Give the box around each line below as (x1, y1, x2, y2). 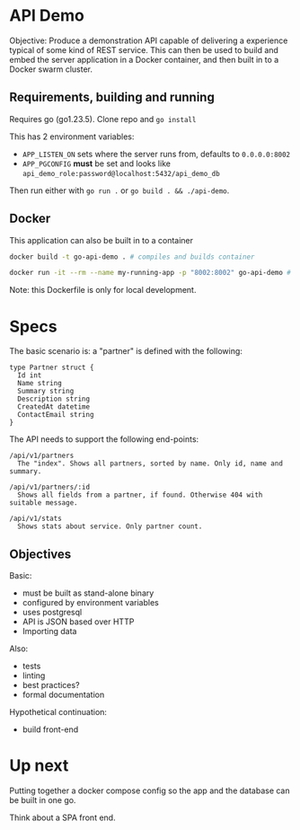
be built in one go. (9, 795, 76, 805)
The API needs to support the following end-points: (9, 434, 199, 445)
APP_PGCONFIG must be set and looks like (22, 158, 171, 169)
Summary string (17, 387, 75, 396)
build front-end (22, 724, 79, 735)
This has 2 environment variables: (9, 131, 135, 142)
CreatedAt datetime (17, 402, 91, 411)
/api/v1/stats (9, 514, 63, 524)
